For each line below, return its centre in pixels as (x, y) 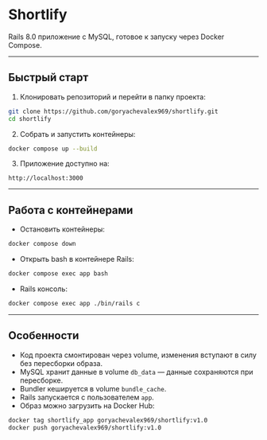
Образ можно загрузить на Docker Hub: (87, 405)
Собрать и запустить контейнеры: (77, 134)
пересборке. (41, 380)
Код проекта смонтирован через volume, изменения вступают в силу (138, 355)
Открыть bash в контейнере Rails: (77, 259)
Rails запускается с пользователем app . (87, 397)
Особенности (44, 336)
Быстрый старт (48, 78)
